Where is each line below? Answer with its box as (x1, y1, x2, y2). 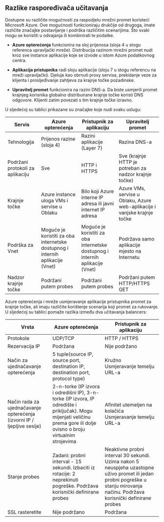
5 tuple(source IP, (52, 351, 94, 358)
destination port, (52, 369, 90, 376)
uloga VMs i (41, 197, 68, 204)
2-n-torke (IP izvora (52, 383, 100, 390)
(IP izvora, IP (65, 395, 95, 402)
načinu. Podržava (104, 488, 145, 495)
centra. (12, 57, 27, 63)
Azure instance (41, 191, 76, 198)
